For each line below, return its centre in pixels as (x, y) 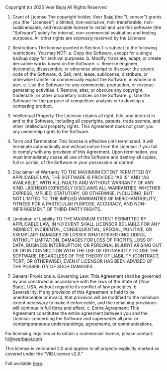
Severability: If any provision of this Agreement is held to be (74, 292)
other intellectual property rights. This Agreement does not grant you (83, 126)
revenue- (146, 85)
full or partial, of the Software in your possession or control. (74, 162)
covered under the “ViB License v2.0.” (44, 354)
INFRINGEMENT (29, 209)
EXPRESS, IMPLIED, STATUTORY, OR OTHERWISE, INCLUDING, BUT (83, 193)
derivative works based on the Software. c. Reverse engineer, (75, 64)
